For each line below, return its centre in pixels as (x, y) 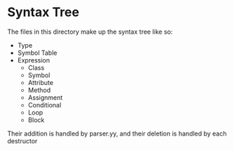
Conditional (45, 105)
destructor (22, 140)
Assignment (45, 97)
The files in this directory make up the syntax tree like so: (90, 32)
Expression (34, 60)
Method (39, 90)
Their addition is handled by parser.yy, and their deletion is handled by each (117, 133)
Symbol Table (37, 53)
